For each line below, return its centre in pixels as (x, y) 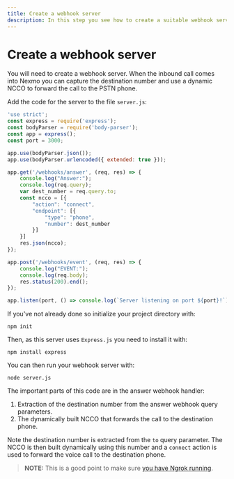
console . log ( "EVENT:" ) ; (54, 268)
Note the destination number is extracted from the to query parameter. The (115, 440)
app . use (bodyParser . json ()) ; (49, 153)
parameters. (35, 412)
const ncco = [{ (44, 198)
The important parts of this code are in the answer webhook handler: (106, 391)
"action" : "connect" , (64, 204)
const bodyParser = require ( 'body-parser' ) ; (73, 128)
